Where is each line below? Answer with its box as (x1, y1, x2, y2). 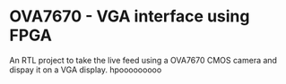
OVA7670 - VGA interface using (9, 6, 250, 27)
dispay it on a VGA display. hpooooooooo (9, 64, 162, 75)
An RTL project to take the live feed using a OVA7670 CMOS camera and (9, 55, 278, 65)
